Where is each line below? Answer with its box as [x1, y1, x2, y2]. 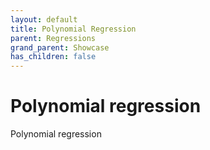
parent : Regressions [10, 33, 97, 43]
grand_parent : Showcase [10, 42, 110, 53]
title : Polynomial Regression [10, 24, 137, 34]
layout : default [10, 14, 78, 25]
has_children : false [10, 52, 97, 62]
